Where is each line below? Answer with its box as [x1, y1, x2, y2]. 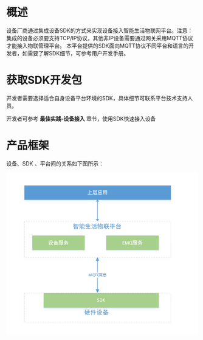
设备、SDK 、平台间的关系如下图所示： [6, 159, 105, 167]
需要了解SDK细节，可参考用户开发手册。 [27, 49, 129, 57]
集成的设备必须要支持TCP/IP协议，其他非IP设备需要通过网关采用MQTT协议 [6, 34, 193, 41]
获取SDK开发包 [6, 74, 82, 87]
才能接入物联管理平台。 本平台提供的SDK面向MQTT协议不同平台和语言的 [6, 42, 189, 49]
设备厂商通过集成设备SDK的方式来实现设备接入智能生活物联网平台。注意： [6, 27, 193, 34]
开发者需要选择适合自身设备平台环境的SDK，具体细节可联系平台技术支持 [6, 94, 188, 102]
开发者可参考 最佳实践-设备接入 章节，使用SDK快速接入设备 [6, 115, 156, 122]
